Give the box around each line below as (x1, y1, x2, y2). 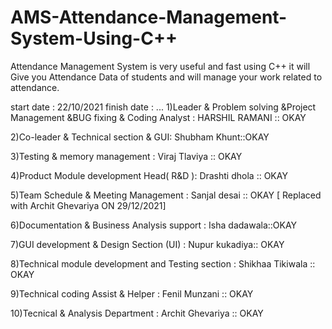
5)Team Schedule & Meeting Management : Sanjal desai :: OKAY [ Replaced (10, 189, 322, 201)
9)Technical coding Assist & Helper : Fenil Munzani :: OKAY (10, 287, 254, 300)
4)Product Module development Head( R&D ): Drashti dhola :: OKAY (10, 169, 288, 181)
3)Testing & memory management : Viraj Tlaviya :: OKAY (10, 150, 243, 162)
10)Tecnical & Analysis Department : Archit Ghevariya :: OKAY (10, 307, 264, 319)
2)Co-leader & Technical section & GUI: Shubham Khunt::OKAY (10, 131, 270, 143)
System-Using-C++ (10, 27, 178, 50)
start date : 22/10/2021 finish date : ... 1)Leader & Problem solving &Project (10, 101, 317, 113)
